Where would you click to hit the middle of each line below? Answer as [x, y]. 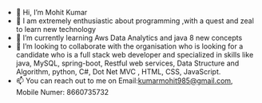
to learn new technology [56, 29]
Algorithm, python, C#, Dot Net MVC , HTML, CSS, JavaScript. [118, 71]
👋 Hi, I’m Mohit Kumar [52, 12]
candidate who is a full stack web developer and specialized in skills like [135, 55]
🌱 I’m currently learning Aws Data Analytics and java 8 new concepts [129, 38]
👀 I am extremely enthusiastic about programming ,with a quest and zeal [135, 21]
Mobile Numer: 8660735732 [62, 92]
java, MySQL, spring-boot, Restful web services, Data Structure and [127, 63]
